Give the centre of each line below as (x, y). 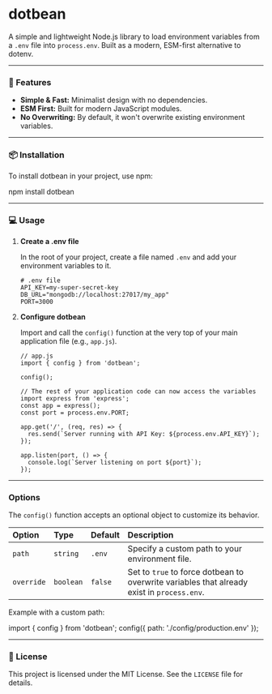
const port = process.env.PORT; (74, 413)
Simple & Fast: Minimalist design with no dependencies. (114, 100)
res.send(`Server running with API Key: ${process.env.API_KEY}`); (144, 434)
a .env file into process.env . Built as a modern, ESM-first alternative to (125, 45)
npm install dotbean (41, 191)
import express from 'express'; (74, 398)
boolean (68, 582)
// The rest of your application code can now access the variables (138, 391)
